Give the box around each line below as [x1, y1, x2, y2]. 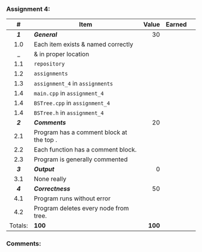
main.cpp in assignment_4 [34, 89, 104, 97]
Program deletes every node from [34, 204, 129, 212]
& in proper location [34, 50, 90, 58]
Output [34, 165, 55, 173]
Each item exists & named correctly [34, 40, 133, 49]
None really [34, 175, 67, 183]
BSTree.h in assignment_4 [34, 109, 104, 117]
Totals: [9, 221, 28, 230]
